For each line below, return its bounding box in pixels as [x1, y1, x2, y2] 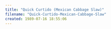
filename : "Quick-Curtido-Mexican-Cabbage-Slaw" [5, 12, 107, 17]
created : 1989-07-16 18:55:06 [5, 16, 67, 21]
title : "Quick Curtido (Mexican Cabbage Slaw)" [5, 7, 105, 12]
